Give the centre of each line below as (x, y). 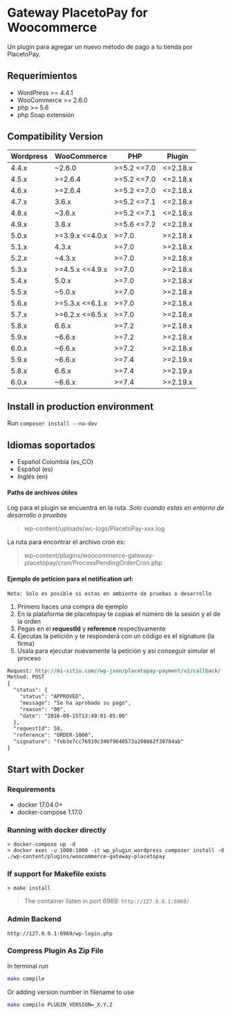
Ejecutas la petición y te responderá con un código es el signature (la (115, 636)
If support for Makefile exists (57, 873)
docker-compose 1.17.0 (50, 812)
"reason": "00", (43, 709)
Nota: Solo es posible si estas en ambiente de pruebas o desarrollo (110, 594)
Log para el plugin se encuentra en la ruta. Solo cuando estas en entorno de (116, 508)
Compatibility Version (55, 137)
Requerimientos (42, 76)
